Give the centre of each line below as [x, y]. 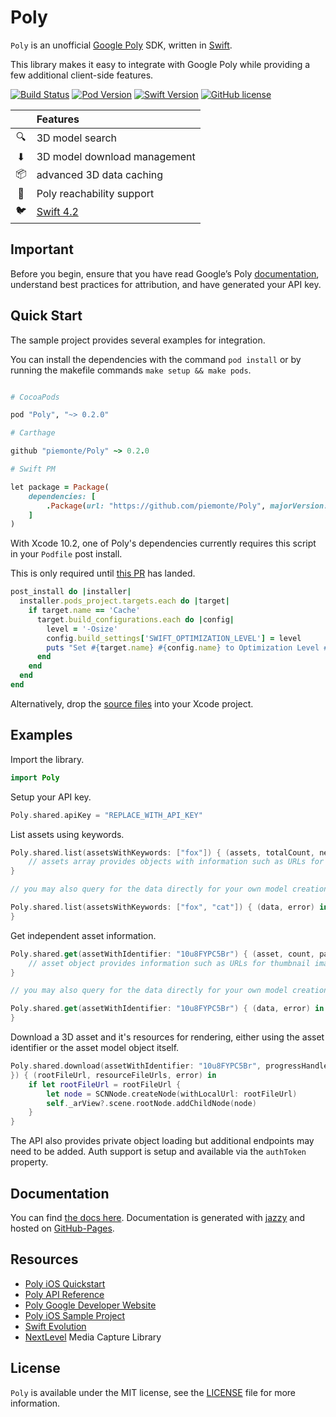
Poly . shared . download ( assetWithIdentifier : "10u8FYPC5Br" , [136, 1066]
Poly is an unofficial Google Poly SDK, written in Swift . [121, 45]
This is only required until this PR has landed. [103, 573]
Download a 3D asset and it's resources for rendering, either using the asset [167, 1037]
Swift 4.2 [57, 212]
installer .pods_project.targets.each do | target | [124, 601]
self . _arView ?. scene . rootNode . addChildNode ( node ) [151, 1103]
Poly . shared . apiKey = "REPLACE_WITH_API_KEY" [106, 815]
